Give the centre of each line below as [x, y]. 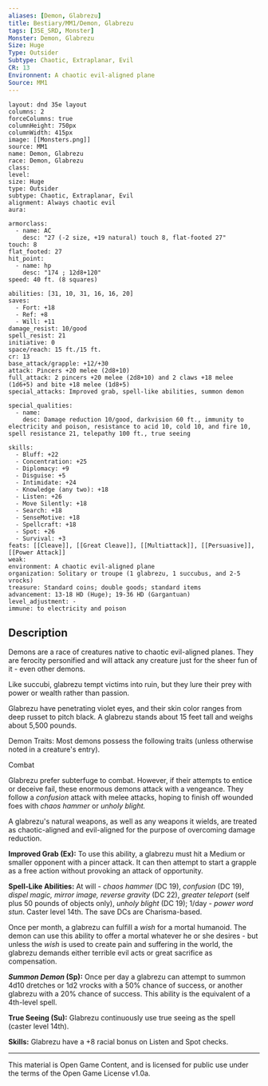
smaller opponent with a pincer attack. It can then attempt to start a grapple [132, 862]
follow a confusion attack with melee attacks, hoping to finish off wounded [131, 797]
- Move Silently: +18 [51, 503]
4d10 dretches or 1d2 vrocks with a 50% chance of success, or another [126, 985]
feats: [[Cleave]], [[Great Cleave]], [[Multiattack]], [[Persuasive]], [132, 545]
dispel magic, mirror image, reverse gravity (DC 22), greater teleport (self [129, 895]
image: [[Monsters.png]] [49, 140]
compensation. [33, 961]
